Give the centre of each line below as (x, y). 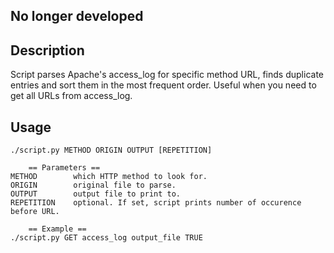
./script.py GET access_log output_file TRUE (106, 238)
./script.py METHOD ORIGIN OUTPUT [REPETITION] (111, 150)
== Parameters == (64, 168)
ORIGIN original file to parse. (93, 185)
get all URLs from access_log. (71, 96)
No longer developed (77, 16)
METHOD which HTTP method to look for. (109, 177)
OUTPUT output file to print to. (96, 194)
